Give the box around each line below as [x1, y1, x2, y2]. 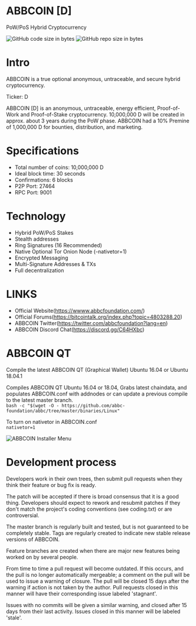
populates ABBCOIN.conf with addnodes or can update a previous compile [6, 390, 188, 397]
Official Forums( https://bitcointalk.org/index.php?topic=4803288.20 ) [14, 313, 183, 320]
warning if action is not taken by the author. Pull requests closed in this [6, 583, 178, 591]
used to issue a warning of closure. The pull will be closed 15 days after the [6, 578, 189, 585]
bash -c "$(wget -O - [6, 403, 60, 408]
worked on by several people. [6, 553, 79, 560]
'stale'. [6, 614, 22, 621]
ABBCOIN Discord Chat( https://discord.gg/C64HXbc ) [14, 326, 145, 333]
